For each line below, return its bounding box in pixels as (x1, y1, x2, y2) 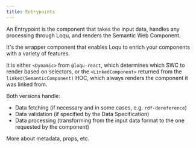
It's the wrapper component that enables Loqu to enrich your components (6, 43, 190, 51)
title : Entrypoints (6, 8, 55, 15)
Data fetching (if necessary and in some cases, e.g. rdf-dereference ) (14, 103, 187, 111)
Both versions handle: (6, 92, 60, 99)
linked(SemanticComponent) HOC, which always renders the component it (6, 74, 188, 81)
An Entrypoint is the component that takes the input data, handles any (6, 25, 180, 32)
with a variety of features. (6, 49, 71, 57)
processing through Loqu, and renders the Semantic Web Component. (6, 31, 181, 39)
